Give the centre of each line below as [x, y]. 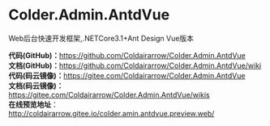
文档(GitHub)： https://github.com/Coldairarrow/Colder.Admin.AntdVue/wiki [135, 65]
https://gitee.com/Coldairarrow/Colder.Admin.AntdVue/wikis [109, 94]
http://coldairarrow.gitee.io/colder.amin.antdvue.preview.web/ [111, 113]
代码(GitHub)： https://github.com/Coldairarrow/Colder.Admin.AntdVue [127, 55]
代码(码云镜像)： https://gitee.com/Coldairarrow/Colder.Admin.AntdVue [127, 75]
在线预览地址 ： [33, 104]
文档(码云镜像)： [36, 86]
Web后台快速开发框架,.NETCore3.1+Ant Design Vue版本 [101, 38]
